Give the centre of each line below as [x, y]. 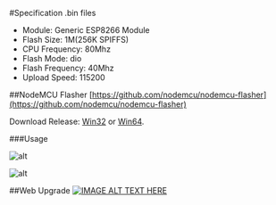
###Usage [29, 139]
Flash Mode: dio [52, 58]
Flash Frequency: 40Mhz [68, 68]
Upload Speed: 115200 [63, 78]
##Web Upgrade [40, 190]
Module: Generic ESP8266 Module [86, 30]
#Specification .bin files [53, 13]
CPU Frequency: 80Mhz [67, 49]
